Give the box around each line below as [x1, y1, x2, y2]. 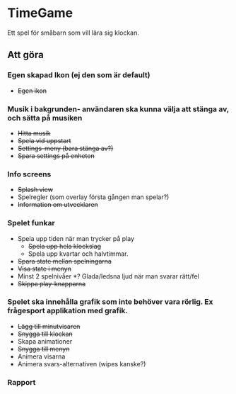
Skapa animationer [17, 337, 73, 345]
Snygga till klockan [17, 330, 73, 338]
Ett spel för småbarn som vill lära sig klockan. [7, 28, 140, 37]
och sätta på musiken [7, 113, 83, 123]
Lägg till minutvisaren [17, 322, 81, 330]
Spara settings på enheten [17, 151, 95, 160]
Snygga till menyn [17, 344, 70, 353]
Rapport [7, 377, 36, 387]
